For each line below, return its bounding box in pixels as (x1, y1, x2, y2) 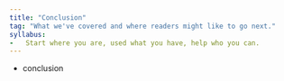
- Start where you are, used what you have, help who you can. (9, 38, 260, 48)
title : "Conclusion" (9, 13, 87, 22)
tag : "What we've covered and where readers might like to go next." (9, 22, 277, 31)
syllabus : (9, 30, 47, 39)
